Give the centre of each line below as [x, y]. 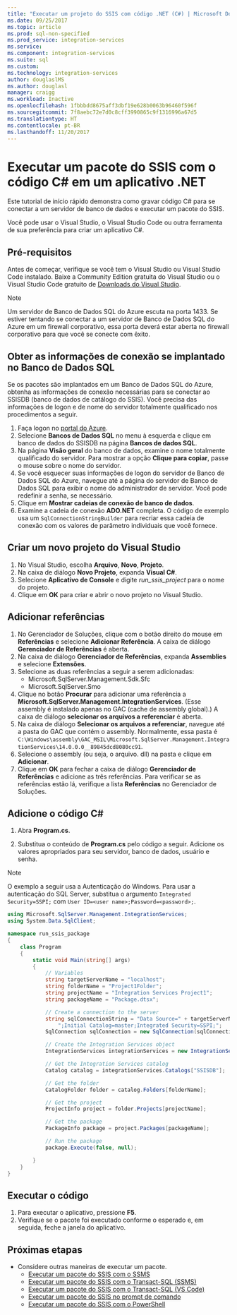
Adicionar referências [56, 617]
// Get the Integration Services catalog [107, 1064]
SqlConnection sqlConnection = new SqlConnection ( [121, 1032]
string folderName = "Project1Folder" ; [103, 986]
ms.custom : [23, 66]
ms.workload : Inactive [41, 100]
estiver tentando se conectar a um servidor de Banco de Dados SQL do [111, 319]
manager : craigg [31, 92]
